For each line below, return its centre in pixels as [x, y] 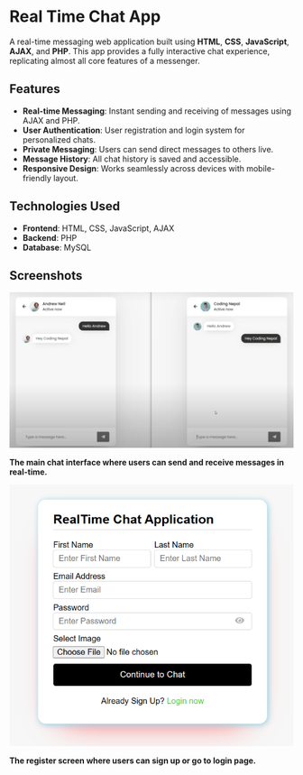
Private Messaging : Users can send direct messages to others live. [148, 149]
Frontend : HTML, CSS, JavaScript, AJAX [98, 228]
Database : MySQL [57, 247]
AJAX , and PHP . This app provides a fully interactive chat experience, [140, 51]
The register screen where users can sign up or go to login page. [133, 761]
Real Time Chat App [85, 17]
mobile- [261, 168]
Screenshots [46, 276]
